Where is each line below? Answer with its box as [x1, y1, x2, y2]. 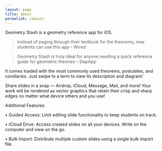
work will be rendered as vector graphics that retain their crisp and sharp [5, 88, 153, 94]
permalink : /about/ [5, 16, 45, 21]
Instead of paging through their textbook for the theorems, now [17, 39, 145, 45]
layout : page [5, 7, 32, 12]
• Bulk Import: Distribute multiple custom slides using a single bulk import [5, 136, 153, 142]
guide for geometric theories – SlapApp [17, 59, 96, 65]
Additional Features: [5, 103, 46, 109]
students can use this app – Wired [17, 44, 86, 50]
